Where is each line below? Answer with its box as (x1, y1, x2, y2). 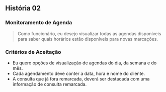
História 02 (5, 4, 41, 13)
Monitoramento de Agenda (5, 19, 72, 26)
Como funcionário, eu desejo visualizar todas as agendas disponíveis (17, 30, 161, 37)
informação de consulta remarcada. (12, 81, 87, 87)
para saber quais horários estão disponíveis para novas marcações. (17, 36, 158, 42)
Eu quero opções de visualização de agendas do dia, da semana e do (12, 60, 157, 66)
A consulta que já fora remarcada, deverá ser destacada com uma (12, 75, 150, 82)
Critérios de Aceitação (5, 48, 61, 55)
